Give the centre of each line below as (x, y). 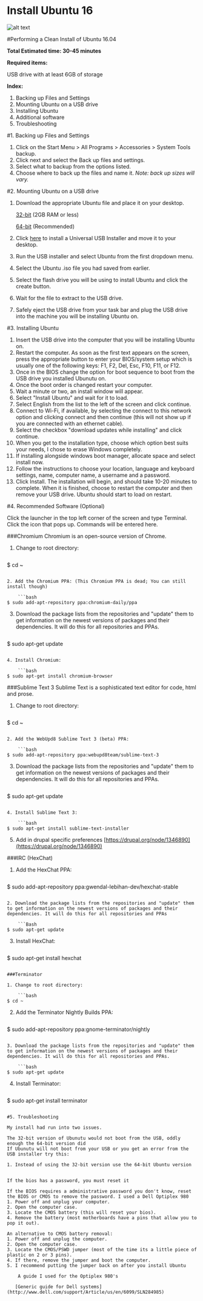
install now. (30, 462)
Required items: (27, 62)
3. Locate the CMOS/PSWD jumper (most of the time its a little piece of (102, 1249)
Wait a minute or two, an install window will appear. (79, 391)
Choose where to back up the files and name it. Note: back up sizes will (105, 173)
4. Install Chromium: (34, 660)
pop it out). (23, 1223)
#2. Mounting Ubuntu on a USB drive (53, 191)
